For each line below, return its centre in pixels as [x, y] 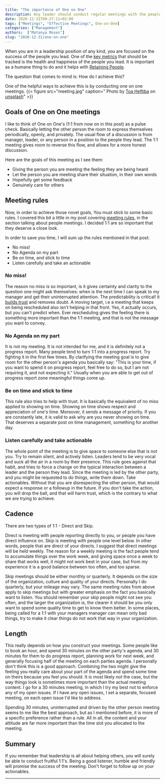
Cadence [19, 514]
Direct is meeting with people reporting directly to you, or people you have [80, 535]
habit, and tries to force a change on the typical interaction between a [76, 467]
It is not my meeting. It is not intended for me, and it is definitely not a [75, 347]
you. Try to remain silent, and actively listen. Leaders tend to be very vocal [80, 456]
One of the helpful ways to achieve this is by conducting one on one [74, 86]
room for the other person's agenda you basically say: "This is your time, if [81, 362]
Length [16, 633]
